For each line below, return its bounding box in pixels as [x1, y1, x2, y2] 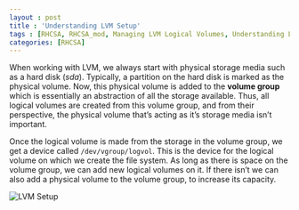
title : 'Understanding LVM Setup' [9, 21, 141, 30]
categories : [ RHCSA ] [9, 37, 86, 47]
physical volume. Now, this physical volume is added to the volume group [9, 81, 280, 92]
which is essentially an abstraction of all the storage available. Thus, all [9, 91, 270, 101]
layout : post [9, 12, 62, 22]
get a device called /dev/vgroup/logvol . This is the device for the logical [9, 146, 274, 157]
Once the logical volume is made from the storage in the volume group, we [9, 136, 283, 147]
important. [9, 119, 47, 130]
